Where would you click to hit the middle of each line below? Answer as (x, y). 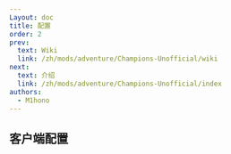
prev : (19, 42)
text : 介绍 (36, 76)
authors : (26, 92)
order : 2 (26, 34)
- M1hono (34, 100)
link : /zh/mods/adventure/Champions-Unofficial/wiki (118, 59)
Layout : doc (31, 17)
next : (19, 68)
